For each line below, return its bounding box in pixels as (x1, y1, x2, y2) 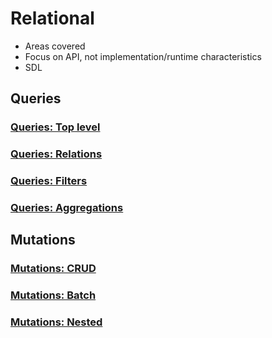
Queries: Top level (10, 120, 101, 134)
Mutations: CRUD (10, 262, 97, 276)
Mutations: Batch (10, 288, 97, 302)
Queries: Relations (10, 147, 103, 161)
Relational (10, 7, 95, 30)
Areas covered (24, 40, 86, 52)
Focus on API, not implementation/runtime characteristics (24, 50, 262, 62)
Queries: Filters (10, 174, 88, 188)
